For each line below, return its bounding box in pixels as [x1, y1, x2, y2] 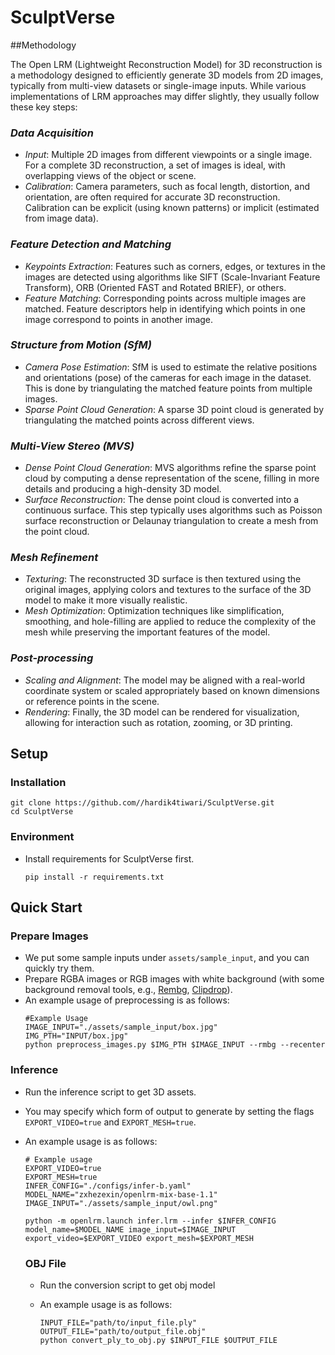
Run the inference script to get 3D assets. [24, 1086, 197, 1098]
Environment [10, 830, 75, 844]
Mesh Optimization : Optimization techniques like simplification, [24, 605, 285, 617]
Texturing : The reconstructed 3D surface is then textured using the [24, 573, 302, 585]
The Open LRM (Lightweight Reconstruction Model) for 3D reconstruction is [10, 58, 323, 70]
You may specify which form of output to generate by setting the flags [24, 1105, 315, 1117]
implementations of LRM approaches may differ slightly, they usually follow [10, 90, 320, 102]
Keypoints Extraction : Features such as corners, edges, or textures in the [24, 260, 326, 272]
